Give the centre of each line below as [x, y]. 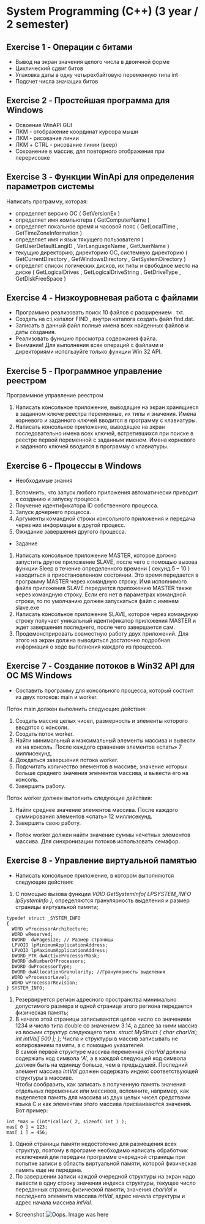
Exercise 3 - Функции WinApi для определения [100, 177]
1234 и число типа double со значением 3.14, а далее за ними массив [106, 1025]
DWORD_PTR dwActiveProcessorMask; [56, 956]
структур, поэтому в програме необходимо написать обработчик [102, 1150]
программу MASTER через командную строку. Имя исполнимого [101, 582]
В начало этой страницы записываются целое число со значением [103, 1019]
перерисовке [32, 157]
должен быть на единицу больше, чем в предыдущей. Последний [101, 1064]
